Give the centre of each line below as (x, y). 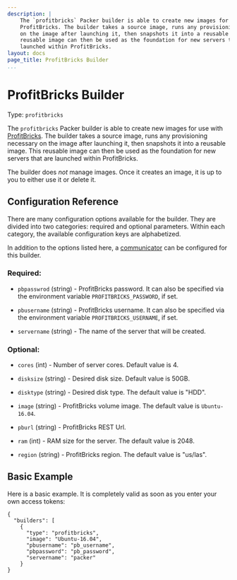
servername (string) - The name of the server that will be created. (111, 331)
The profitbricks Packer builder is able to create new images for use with (115, 128)
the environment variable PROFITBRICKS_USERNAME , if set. (98, 317)
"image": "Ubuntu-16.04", (64, 539)
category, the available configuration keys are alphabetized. (94, 233)
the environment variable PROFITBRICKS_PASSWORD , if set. (98, 296)
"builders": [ (34, 521)
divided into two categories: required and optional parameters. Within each (116, 226)
